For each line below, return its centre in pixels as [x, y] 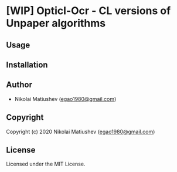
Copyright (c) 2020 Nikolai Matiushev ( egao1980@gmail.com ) [81, 131]
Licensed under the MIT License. [46, 164]
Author [19, 85]
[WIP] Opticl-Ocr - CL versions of [88, 11]
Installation [27, 65]
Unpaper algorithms [56, 23]
